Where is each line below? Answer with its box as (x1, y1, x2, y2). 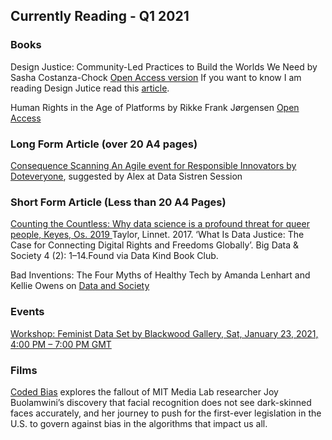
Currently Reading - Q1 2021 (10, 8, 190, 25)
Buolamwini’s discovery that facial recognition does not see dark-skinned (10, 396, 312, 408)
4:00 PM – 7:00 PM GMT (10, 338, 112, 350)
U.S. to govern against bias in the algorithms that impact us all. (10, 417, 268, 429)
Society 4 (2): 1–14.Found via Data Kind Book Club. (10, 250, 219, 262)
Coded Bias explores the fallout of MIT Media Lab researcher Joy (10, 385, 279, 398)
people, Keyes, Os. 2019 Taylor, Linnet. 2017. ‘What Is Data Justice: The (10, 229, 305, 241)
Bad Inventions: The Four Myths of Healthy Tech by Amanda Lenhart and (10, 269, 311, 281)
